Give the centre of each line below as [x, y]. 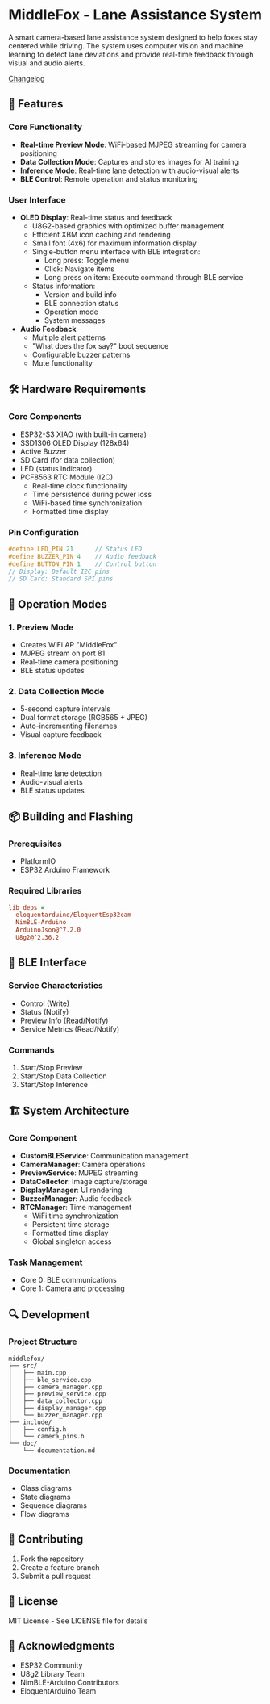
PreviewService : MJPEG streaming [79, 1173]
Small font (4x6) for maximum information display [114, 243]
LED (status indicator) [56, 468]
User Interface [37, 199]
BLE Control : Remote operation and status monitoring [109, 178]
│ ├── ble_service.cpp [50, 1380]
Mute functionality [62, 363]
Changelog [27, 78]
